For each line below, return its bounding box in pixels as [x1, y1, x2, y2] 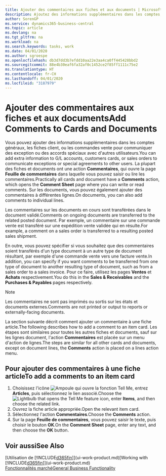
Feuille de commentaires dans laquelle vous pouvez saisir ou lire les [5, 171, 145, 177]
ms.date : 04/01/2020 [5, 48, 48, 53]
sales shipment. [5, 233, 38, 239]
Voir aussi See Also [5, 441, 64, 450]
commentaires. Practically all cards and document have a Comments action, [5, 176, 160, 182]
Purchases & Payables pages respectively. [5, 279, 93, 285]
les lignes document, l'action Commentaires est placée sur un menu [5, 334, 145, 340]
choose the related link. [12, 401, 60, 407]
